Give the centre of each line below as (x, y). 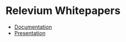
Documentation (33, 27)
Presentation (30, 33)
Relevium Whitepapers (63, 11)
